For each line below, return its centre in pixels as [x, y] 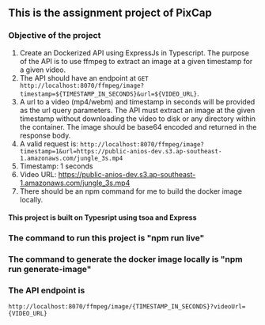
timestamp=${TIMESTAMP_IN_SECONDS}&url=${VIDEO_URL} [108, 94]
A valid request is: [49, 144]
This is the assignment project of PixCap [110, 13]
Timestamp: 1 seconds [56, 166]
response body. [45, 135]
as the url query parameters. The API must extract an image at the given [137, 110]
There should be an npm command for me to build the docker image [131, 191]
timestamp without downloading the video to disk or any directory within [137, 119]
